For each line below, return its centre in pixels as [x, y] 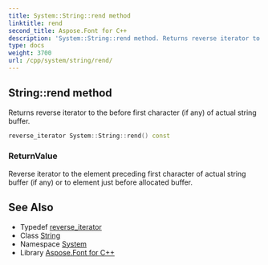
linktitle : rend [35, 23]
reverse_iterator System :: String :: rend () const [89, 136]
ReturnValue [33, 156]
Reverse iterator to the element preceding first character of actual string [127, 173]
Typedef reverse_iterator [61, 226]
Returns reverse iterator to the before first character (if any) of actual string [132, 112]
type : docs [26, 46]
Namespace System [53, 244]
